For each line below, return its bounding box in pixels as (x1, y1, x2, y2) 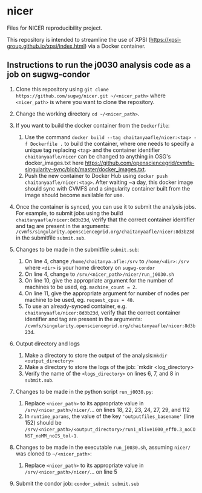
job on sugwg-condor (7, 70, 90, 80)
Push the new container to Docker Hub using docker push (24, 172, 168, 179)
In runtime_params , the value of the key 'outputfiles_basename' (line (24, 413, 195, 420)
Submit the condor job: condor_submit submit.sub (15, 480, 140, 487)
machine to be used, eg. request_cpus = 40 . (24, 296, 135, 303)
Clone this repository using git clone (15, 85, 109, 93)
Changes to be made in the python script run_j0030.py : (15, 388, 154, 395)
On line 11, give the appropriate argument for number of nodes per (24, 289, 190, 297)
